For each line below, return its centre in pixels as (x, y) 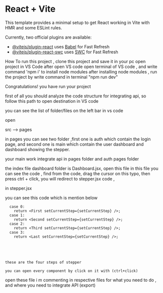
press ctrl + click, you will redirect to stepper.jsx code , (60, 179)
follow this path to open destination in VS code (52, 101)
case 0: (17, 206)
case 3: (17, 232)
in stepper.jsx (18, 188)
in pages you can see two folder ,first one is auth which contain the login (78, 139)
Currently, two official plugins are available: (48, 37)
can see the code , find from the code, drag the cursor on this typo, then (78, 173)
